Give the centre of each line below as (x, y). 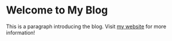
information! (21, 32)
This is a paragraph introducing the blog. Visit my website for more (86, 26)
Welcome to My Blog (57, 10)
